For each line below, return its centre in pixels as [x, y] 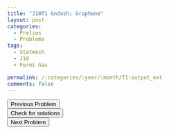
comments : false [30, 84]
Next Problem [28, 123]
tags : [15, 46]
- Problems [29, 39]
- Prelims [27, 33]
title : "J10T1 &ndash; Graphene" [55, 13]
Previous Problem [34, 104]
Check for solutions [35, 114]
